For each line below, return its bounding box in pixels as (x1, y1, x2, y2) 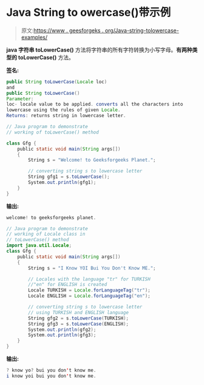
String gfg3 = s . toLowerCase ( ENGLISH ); (28, 321, 129, 327)
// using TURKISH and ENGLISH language (28, 309, 129, 316)
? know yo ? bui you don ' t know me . (6, 367, 97, 373)
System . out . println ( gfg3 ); (28, 332, 97, 338)
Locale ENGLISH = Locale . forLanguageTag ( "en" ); (28, 293, 151, 299)
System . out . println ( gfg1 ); (28, 180, 97, 186)
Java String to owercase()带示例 (6, 5, 171, 19)
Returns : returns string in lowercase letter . (6, 113, 126, 119)
